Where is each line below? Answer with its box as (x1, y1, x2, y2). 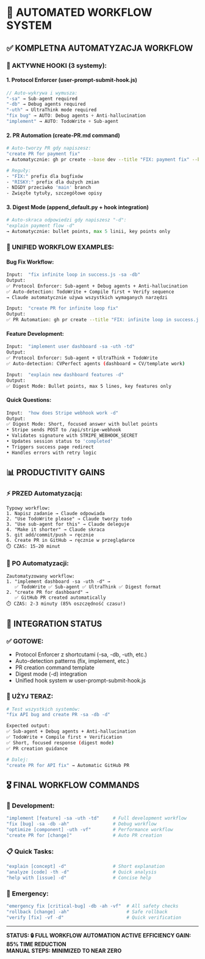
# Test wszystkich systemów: (6, 706, 81, 712)
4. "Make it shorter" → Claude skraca (6, 527, 105, 533)
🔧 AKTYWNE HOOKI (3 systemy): (6, 61, 107, 70)
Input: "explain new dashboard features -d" (6, 371, 124, 378)
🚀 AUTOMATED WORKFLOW (6, 6, 153, 20)
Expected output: (6, 723, 51, 729)
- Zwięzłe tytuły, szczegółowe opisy (6, 190, 103, 196)
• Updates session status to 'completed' (6, 439, 113, 445)
